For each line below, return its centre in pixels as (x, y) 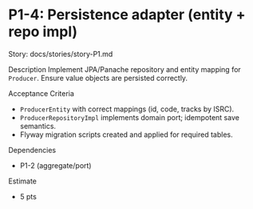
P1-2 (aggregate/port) (55, 165)
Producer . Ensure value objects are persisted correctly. (98, 78)
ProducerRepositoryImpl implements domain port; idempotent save (129, 117)
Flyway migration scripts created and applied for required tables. (126, 135)
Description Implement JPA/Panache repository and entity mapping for (125, 69)
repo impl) (43, 32)
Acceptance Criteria (41, 93)
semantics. (38, 126)
